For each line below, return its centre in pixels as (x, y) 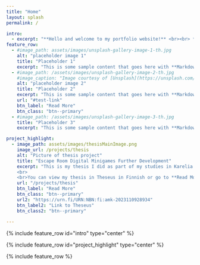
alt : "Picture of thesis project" (60, 155)
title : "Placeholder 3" (46, 122)
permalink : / (22, 23)
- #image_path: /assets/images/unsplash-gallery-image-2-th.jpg (93, 72)
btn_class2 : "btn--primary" (51, 211)
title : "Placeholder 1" (46, 61)
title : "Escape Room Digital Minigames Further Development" (94, 161)
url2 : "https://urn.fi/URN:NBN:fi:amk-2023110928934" (85, 200)
